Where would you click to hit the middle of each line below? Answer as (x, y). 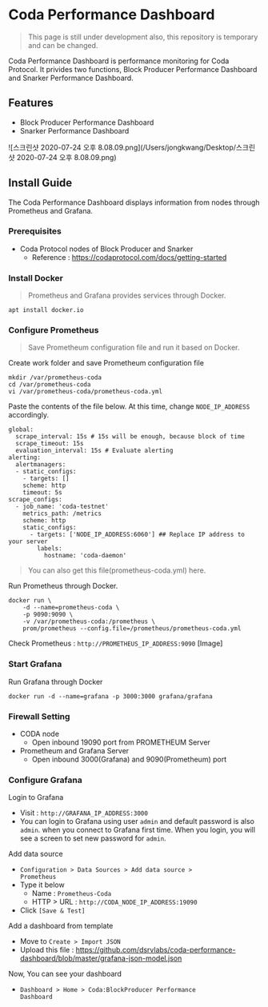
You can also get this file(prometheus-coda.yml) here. (117, 570)
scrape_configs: (35, 500)
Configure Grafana (45, 780)
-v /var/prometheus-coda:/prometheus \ (89, 621)
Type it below (42, 885)
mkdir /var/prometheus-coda (55, 378)
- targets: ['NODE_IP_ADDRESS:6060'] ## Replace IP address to (137, 535)
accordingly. (29, 415)
